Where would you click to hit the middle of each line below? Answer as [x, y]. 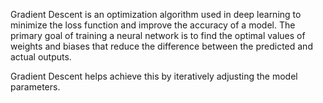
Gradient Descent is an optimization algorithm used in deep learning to [156, 14]
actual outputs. [41, 57]
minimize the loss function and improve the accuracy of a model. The [153, 25]
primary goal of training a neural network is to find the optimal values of [158, 35]
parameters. [35, 87]
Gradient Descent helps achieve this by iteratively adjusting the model [154, 76]
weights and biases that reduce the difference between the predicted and [161, 46]
